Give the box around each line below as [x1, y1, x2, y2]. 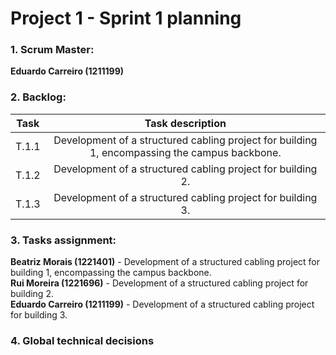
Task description [144, 116, 227, 130]
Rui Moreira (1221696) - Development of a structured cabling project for [10, 277, 309, 289]
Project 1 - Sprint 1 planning [10, 7, 242, 30]
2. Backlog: [10, 90, 67, 104]
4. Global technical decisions [10, 334, 155, 347]
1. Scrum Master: [10, 43, 95, 57]
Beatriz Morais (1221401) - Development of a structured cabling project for [10, 256, 320, 268]
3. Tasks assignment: [10, 233, 117, 247]
